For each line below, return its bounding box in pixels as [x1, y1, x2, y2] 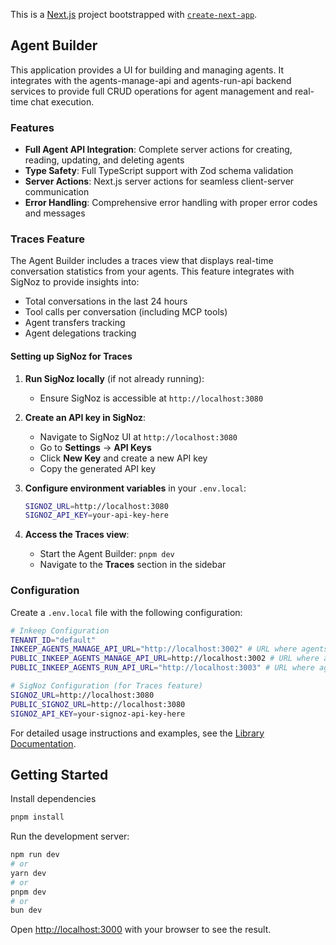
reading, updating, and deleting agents [24, 154, 185, 166]
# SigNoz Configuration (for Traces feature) [10, 681, 203, 691]
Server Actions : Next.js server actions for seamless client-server [24, 175, 295, 188]
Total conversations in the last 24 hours [24, 295, 188, 308]
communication [24, 186, 90, 198]
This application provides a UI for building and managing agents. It [10, 64, 285, 76]
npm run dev [10, 850, 60, 860]
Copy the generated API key [39, 462, 157, 474]
